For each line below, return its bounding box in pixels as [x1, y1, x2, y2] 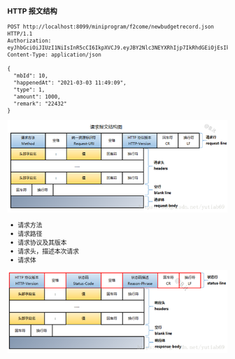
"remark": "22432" [13, 100, 68, 108]
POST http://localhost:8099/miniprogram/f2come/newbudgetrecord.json [7, 23, 215, 31]
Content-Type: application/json [7, 51, 101, 59]
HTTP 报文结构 [7, 6, 57, 15]
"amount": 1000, [13, 93, 61, 101]
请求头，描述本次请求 [17, 247, 79, 255]
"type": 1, [13, 86, 45, 94]
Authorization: [7, 37, 52, 45]
